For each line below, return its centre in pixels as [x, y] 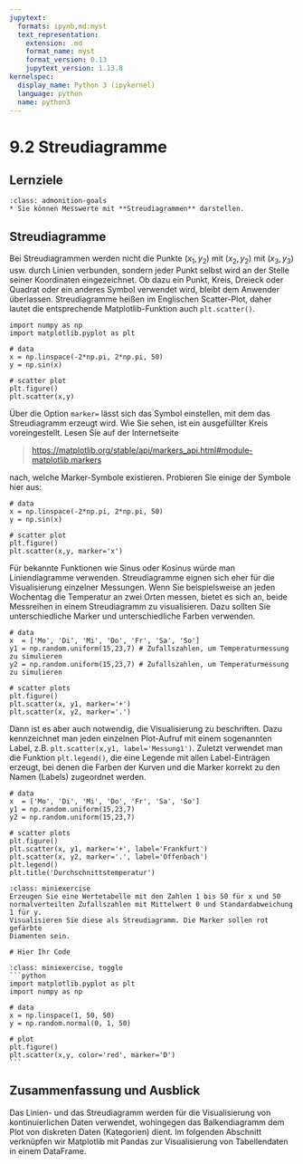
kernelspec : [32, 77]
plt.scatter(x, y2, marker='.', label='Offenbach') [109, 857]
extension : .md [54, 43]
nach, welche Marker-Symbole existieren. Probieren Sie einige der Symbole [150, 477]
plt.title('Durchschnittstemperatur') [82, 872]
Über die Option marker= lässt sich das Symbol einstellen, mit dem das [140, 413]
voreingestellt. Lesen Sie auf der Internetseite [94, 432]
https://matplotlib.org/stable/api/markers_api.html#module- [142, 450]
